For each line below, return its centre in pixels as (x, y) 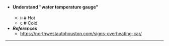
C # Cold (29, 23)
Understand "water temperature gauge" (55, 7)
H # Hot (27, 18)
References (25, 28)
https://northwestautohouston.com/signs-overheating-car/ (81, 34)
